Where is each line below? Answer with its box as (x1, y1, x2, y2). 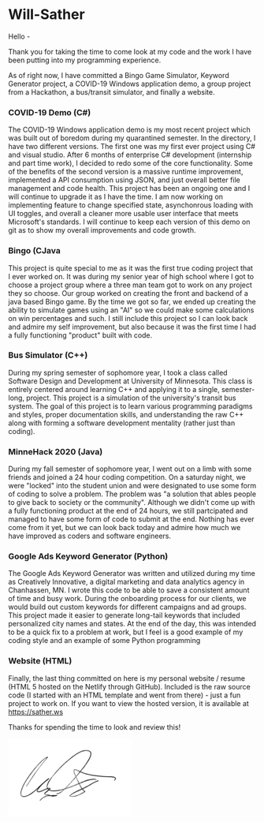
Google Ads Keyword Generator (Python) (8, 551, 169, 562)
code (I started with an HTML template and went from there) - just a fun (8, 690, 241, 700)
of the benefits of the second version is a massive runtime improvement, (8, 167, 244, 177)
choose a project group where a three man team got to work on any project (8, 280, 252, 290)
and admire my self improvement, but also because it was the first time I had (8, 322, 257, 331)
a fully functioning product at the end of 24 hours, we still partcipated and (8, 506, 248, 516)
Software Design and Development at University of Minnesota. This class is (8, 376, 253, 386)
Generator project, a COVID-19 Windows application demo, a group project (8, 79, 251, 88)
